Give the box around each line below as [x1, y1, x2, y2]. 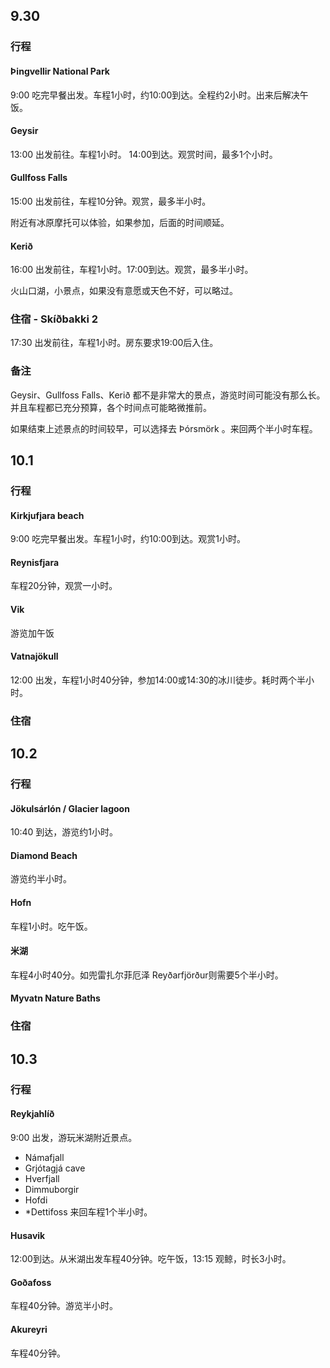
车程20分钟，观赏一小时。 [10, 580, 118, 592]
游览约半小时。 [10, 873, 72, 885]
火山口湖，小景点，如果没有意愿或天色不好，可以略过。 [10, 285, 238, 297]
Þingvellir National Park [10, 65, 110, 77]
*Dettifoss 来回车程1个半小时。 [24, 1205, 153, 1218]
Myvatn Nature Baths [10, 992, 101, 1004]
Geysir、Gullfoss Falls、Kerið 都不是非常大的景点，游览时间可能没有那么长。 [10, 389, 326, 401]
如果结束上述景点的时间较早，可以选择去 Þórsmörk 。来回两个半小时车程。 [10, 422, 318, 434]
